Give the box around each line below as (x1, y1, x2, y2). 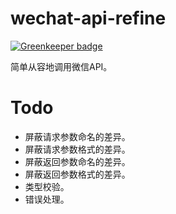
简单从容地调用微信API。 (10, 60, 113, 72)
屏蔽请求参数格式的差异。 (24, 143, 131, 155)
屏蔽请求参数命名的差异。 (24, 130, 131, 142)
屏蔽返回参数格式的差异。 (24, 168, 131, 180)
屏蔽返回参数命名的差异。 (24, 155, 131, 167)
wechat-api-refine (10, 7, 167, 30)
